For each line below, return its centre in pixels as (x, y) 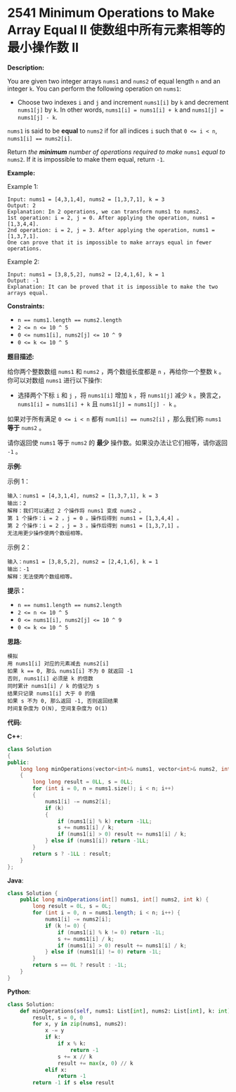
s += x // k (75, 1057)
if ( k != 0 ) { (65, 925)
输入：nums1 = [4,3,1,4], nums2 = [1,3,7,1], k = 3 (83, 496)
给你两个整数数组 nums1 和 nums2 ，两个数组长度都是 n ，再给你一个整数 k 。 (116, 371)
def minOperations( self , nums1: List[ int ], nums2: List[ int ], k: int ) (125, 1011)
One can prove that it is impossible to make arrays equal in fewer (110, 242)
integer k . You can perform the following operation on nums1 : (94, 89)
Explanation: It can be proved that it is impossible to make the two (113, 287)
